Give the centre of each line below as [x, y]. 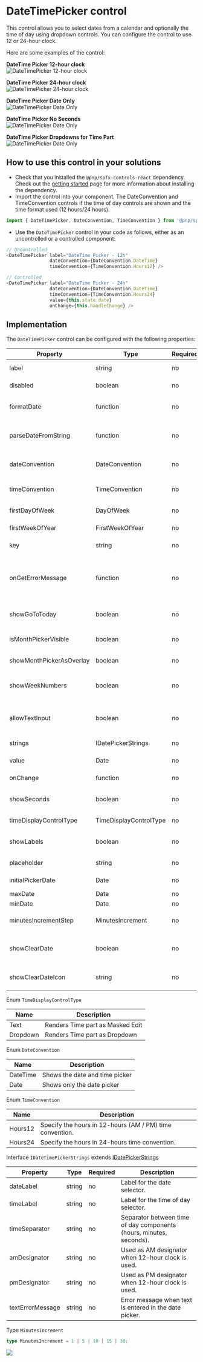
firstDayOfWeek [32, 510]
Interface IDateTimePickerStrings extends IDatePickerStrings [82, 1157]
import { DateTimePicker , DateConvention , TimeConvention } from [90, 220]
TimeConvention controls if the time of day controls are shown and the [103, 203]
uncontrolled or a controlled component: [65, 238]
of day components [148, 1225]
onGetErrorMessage [38, 578]
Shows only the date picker [81, 1085]
